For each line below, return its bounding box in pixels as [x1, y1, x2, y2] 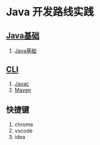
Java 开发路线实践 [6, 5, 94, 19]
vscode [14, 127, 33, 134]
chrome [14, 121, 33, 128]
